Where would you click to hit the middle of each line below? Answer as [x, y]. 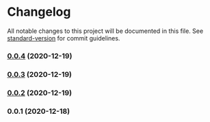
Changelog [39, 12]
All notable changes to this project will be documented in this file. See [105, 31]
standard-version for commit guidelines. [64, 38]
